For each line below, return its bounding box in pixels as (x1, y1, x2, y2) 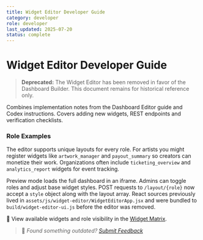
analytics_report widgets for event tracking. (6, 165, 119, 172)
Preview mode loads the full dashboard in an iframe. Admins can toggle (6, 177, 186, 185)
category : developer (6, 15, 59, 21)
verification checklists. (6, 117, 63, 124)
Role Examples (6, 131, 51, 140)
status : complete (6, 32, 51, 38)
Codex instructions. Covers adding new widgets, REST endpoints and (6, 110, 182, 117)
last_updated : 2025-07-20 (6, 26, 72, 33)
